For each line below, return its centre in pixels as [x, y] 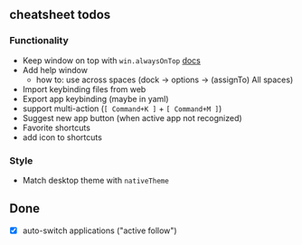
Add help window [55, 70]
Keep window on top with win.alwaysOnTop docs [111, 60]
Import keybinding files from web [84, 89]
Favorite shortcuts [56, 127]
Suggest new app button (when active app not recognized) [132, 118]
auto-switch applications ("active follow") [100, 231]
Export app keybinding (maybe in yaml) [95, 99]
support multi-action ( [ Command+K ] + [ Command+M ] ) [122, 108]
